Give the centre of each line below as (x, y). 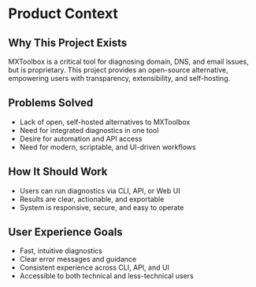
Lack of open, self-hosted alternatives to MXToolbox (105, 122)
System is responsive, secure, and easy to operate (102, 207)
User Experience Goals (66, 232)
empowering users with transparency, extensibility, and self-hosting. (119, 78)
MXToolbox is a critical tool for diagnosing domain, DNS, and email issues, (129, 61)
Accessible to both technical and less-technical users (107, 276)
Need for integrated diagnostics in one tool (89, 130)
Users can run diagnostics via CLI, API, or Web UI (100, 190)
